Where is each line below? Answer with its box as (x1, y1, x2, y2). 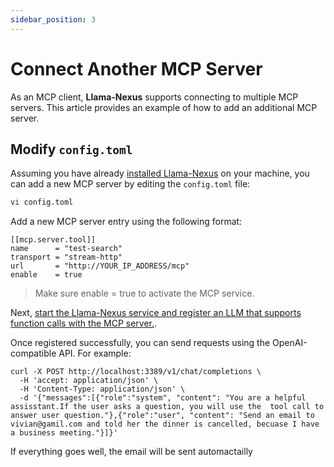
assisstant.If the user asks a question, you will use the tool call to (10, 402, 325, 412)
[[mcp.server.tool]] (10, 235, 97, 245)
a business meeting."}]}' (10, 428, 118, 438)
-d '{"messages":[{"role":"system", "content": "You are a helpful (19, 393, 307, 403)
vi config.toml (10, 197, 74, 208)
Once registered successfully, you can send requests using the (10, 337, 271, 349)
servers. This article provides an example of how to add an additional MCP (10, 101, 318, 113)
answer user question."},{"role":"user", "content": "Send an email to (10, 411, 315, 421)
